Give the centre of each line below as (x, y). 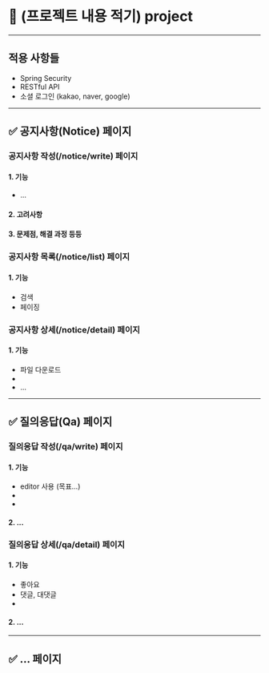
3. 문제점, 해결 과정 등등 (45, 234)
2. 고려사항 (25, 214)
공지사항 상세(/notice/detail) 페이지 (74, 329)
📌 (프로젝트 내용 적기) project (101, 16)
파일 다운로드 (40, 369)
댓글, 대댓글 (38, 594)
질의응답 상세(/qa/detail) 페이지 (67, 544)
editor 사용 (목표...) (50, 486)
